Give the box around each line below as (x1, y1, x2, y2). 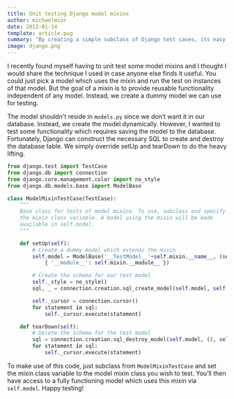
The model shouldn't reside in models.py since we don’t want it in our (7, 112, 205, 121)
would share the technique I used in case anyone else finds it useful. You (7, 69, 217, 77)
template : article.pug (7, 29, 73, 37)
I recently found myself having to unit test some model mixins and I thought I (7, 62, 227, 70)
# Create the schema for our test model (32, 272, 151, 279)
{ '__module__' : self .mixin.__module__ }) (44, 259, 170, 266)
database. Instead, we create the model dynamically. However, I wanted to (7, 120, 221, 128)
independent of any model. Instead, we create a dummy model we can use (7, 91, 221, 100)
